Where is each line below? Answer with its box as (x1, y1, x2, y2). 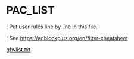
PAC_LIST (6, 4, 55, 17)
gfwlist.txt (6, 45, 31, 53)
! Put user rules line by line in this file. (6, 23, 98, 30)
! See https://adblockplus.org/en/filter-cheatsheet (6, 34, 128, 41)
